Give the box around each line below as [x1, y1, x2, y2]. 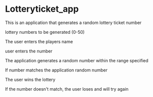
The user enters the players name [5, 38, 73, 45]
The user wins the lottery [5, 76, 56, 82]
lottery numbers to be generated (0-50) [5, 29, 85, 35]
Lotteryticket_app [5, 3, 79, 15]
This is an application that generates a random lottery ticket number [5, 20, 142, 25]
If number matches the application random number [5, 67, 108, 73]
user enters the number [5, 48, 53, 54]
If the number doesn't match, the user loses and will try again [5, 86, 129, 92]
